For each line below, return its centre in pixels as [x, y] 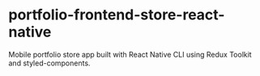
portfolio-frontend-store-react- [117, 15]
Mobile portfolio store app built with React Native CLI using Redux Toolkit [130, 54]
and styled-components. [49, 63]
